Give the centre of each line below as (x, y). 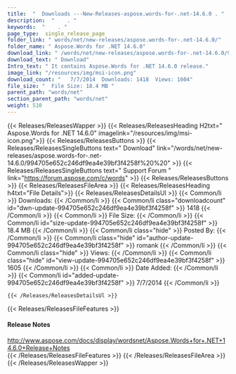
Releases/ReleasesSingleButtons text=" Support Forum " (89, 170)
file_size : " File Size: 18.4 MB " (61, 86)
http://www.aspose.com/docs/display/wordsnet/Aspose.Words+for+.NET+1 (117, 341)
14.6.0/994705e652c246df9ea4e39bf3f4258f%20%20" (89, 163)
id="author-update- (165, 237)
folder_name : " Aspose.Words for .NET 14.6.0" (77, 46)
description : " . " (42, 20)
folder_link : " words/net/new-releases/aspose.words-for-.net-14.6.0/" (114, 40)
